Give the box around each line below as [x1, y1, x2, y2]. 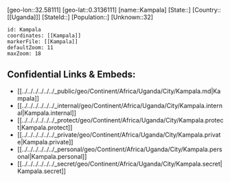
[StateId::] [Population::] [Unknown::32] [42, 13, 153, 21]
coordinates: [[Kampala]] [7, 32, 81, 39]
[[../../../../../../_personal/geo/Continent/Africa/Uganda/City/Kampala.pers [16, 145, 222, 153]
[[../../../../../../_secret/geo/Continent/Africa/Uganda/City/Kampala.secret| [16, 159, 222, 168]
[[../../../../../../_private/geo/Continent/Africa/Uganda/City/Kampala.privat [16, 130, 221, 139]
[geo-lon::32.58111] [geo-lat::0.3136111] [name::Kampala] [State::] [7, 6, 191, 14]
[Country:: [192, 6, 221, 14]
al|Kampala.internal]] [16, 109, 77, 117]
